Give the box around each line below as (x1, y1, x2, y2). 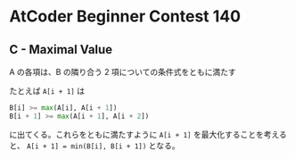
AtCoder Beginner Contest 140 (9, 6, 242, 27)
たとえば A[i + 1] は (9, 86, 86, 96)
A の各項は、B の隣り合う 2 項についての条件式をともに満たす (9, 67, 236, 77)
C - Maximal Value (9, 42, 113, 57)
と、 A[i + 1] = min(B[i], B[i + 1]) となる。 (9, 140, 180, 151)
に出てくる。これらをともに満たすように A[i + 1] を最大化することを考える (9, 129, 288, 139)
